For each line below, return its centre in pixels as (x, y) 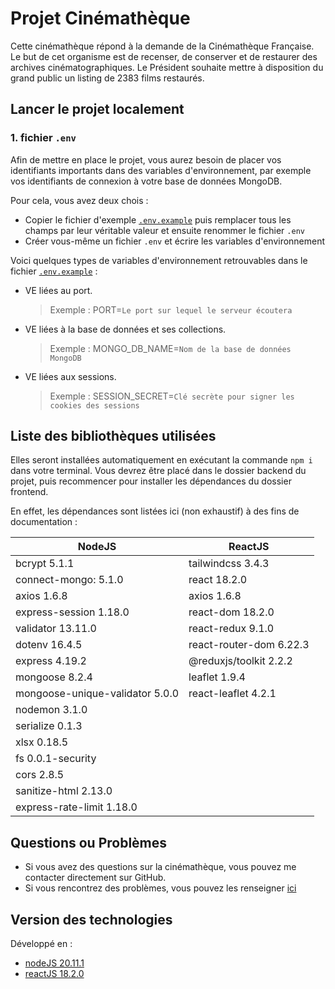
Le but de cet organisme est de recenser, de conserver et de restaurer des (164, 56)
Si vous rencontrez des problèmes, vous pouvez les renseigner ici (160, 888)
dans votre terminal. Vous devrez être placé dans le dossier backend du (158, 471)
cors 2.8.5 (40, 775)
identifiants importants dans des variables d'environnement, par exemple (161, 170)
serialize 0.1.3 (49, 726)
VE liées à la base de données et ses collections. (125, 329)
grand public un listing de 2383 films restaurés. (107, 78)
